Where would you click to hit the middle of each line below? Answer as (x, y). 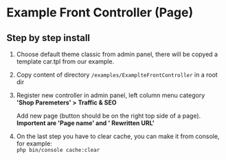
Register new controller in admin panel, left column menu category (111, 95)
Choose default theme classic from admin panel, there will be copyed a (117, 54)
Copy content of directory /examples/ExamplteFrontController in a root (117, 75)
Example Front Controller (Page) (100, 13)
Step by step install (48, 38)
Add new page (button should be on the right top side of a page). (109, 116)
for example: (34, 144)
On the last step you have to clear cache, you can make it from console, (118, 136)
